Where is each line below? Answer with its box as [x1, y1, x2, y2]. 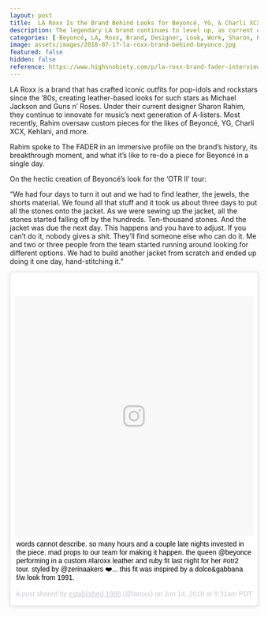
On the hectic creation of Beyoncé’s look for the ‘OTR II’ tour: [9, 174, 207, 183]
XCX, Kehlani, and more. [9, 126, 89, 136]
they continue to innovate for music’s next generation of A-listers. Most [9, 110, 240, 119]
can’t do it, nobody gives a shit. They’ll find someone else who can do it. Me [9, 231, 257, 241]
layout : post [9, 11, 53, 20]
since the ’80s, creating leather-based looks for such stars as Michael [9, 92, 236, 103]
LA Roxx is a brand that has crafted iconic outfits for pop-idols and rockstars [9, 85, 258, 94]
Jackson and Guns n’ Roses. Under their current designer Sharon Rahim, [9, 101, 246, 111]
